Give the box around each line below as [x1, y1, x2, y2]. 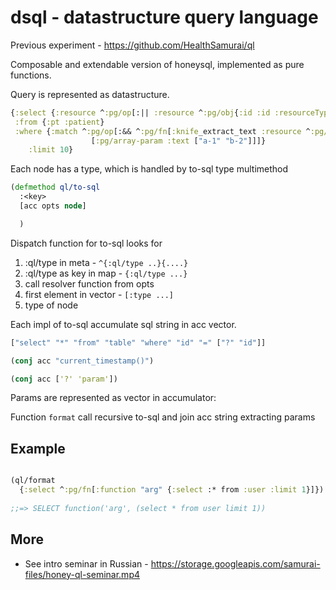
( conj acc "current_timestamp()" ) [10, 356, 155, 366]
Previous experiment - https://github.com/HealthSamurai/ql [10, 39, 255, 51]
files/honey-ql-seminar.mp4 [24, 568, 140, 580]
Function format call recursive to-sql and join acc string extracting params [10, 411, 316, 423]
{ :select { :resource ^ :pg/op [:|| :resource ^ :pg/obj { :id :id [10, 107, 271, 118]
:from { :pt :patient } [14, 117, 105, 127]
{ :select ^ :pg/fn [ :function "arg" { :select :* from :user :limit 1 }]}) [19, 485, 325, 495]
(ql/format [10, 476, 56, 486]
